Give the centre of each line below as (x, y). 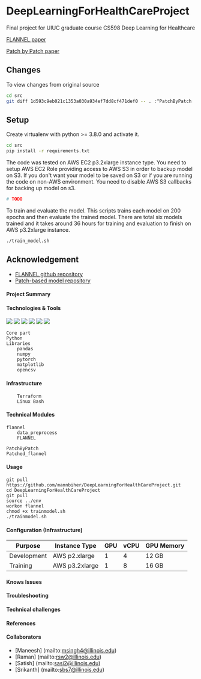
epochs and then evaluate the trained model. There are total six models (94, 217)
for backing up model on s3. (41, 188)
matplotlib (31, 365)
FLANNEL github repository (49, 274)
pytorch (26, 359)
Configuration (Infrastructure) (44, 530)
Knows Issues (24, 581)
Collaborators (24, 637)
